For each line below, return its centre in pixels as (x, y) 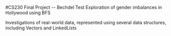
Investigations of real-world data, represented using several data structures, (86, 23)
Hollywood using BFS (28, 13)
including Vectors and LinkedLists (41, 28)
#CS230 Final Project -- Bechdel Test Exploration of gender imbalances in (84, 7)
